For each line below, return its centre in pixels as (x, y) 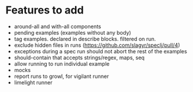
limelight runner (33, 82)
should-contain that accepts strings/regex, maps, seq (79, 57)
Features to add (45, 10)
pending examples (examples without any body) (72, 32)
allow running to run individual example (62, 64)
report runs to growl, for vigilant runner (61, 76)
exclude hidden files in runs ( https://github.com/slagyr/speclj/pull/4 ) (97, 45)
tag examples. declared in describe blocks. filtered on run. (85, 39)
